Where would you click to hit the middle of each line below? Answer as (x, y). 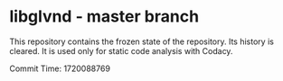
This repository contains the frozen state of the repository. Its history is (141, 41)
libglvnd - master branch (104, 17)
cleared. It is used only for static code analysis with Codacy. (121, 50)
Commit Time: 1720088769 (60, 68)
